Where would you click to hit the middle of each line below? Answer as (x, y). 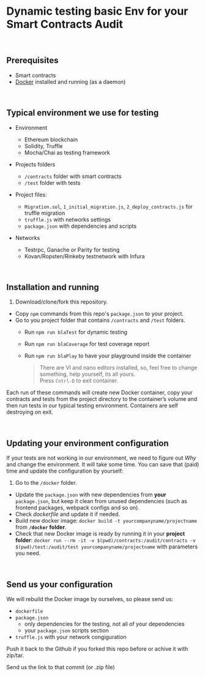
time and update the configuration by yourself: (65, 471)
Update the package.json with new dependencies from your (91, 495)
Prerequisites (32, 60)
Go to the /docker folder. (46, 483)
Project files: (31, 195)
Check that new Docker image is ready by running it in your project (100, 534)
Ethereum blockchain (51, 140)
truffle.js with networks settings (68, 219)
